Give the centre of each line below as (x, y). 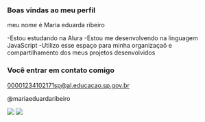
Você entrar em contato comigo (61, 70)
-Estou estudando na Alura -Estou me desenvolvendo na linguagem (103, 38)
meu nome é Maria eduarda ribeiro (56, 25)
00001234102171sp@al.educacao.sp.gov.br (69, 85)
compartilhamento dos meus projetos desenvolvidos (81, 52)
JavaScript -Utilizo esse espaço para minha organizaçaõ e (90, 46)
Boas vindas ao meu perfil (51, 10)
